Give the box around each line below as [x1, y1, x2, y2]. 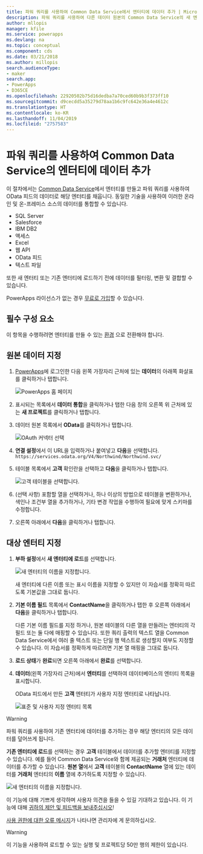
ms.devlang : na [6, 37, 45, 43]
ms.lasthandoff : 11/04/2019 [6, 115, 77, 121]
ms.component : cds [6, 48, 53, 54]
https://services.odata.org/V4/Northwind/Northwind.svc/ [14, 453, 162, 459]
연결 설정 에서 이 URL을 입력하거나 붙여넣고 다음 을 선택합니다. [14, 447, 159, 454]
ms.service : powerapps [6, 31, 63, 37]
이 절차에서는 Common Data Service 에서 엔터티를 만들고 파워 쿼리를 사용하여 [6, 185, 190, 193]
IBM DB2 [14, 225, 37, 232]
